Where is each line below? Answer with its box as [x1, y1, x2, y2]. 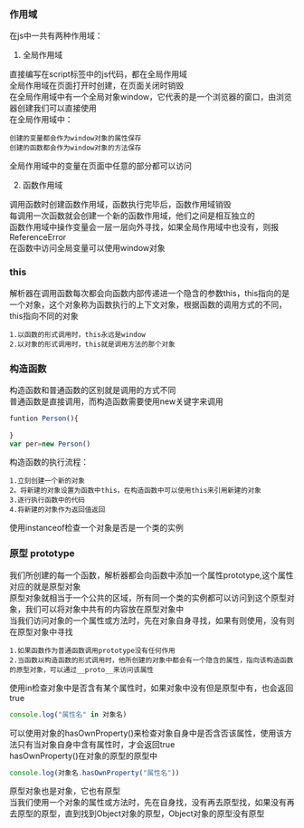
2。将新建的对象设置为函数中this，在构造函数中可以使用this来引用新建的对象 [9, 486, 261, 496]
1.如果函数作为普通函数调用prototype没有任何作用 [9, 646, 176, 655]
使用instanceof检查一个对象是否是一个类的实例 [9, 523, 184, 534]
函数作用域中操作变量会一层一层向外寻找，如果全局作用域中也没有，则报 [9, 222, 279, 233]
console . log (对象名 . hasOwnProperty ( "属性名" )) [9, 768, 180, 777]
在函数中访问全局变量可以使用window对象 [9, 243, 166, 254]
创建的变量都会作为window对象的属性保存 [9, 134, 142, 143]
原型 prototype [9, 547, 75, 560]
